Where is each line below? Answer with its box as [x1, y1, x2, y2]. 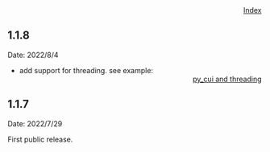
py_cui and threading [192, 74, 262, 84]
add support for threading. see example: [19, 65, 154, 75]
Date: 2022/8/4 [7, 50, 59, 60]
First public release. [7, 134, 73, 144]
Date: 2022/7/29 [7, 118, 63, 129]
